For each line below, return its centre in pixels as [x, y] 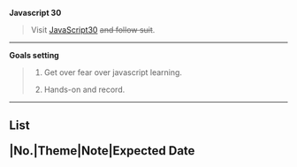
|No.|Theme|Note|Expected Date [102, 151]
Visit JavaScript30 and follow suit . [93, 30]
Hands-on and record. [84, 89]
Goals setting [34, 55]
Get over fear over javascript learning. [113, 72]
